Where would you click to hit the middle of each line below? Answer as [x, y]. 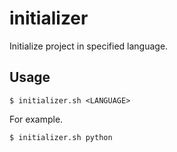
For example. [36, 119]
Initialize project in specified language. [89, 46]
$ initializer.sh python [61, 137]
